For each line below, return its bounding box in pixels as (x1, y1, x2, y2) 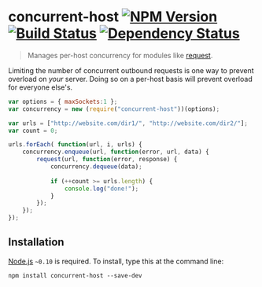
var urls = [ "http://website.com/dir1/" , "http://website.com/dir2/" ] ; (8, 119, 248, 127)
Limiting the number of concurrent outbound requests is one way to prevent (8, 65, 254, 75)
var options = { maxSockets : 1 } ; (8, 98, 118, 105)
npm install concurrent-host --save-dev (8, 271, 143, 279)
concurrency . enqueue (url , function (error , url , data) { (22, 148, 210, 156)
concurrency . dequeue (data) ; (50, 163, 143, 171)
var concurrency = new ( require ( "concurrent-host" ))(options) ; (8, 105, 220, 113)
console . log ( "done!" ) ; (64, 185, 139, 193)
